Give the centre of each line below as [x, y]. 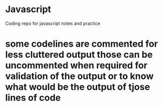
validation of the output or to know [79, 76]
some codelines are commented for [82, 44]
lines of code [33, 98]
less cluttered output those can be [79, 55]
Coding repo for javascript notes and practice [53, 23]
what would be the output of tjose [78, 87]
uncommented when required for [76, 66]
